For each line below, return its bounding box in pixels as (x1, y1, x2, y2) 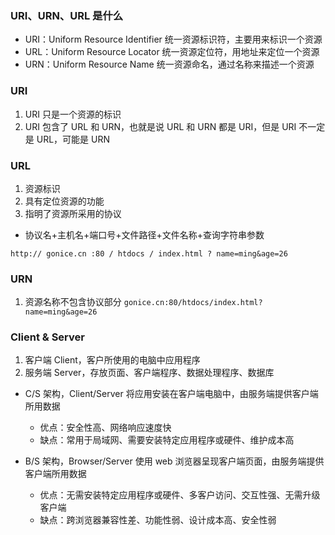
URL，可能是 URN (36, 133, 110, 145)
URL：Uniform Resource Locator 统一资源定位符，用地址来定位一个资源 (24, 46, 320, 58)
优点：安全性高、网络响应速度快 (39, 422, 172, 434)
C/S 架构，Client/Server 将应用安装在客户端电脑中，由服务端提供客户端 (24, 388, 319, 400)
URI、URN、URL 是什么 (10, 8, 124, 22)
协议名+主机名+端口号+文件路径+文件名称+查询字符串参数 (24, 228, 265, 241)
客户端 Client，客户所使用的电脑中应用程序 (24, 354, 201, 366)
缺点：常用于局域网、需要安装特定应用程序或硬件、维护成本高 (39, 434, 295, 446)
